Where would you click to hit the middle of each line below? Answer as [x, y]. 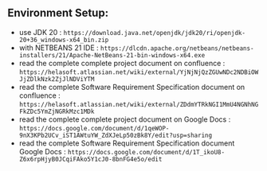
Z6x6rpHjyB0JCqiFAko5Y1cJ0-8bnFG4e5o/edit [90, 159]
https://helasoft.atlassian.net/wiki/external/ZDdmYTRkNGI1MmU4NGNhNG [139, 104]
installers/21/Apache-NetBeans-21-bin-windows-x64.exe [112, 55]
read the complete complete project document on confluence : [122, 63]
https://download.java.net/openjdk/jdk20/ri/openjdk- [155, 33]
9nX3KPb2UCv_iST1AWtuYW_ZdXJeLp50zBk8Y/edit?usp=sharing [116, 135]
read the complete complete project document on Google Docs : [125, 119]
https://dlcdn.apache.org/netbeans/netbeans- [177, 48]
